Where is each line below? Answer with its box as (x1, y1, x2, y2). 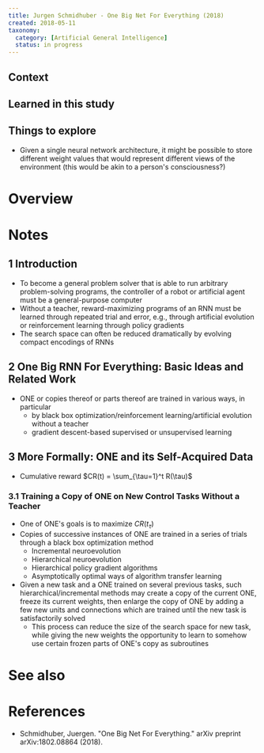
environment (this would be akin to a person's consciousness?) (19, 162, 226, 171)
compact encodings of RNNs (19, 337, 115, 347)
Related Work (8, 373, 77, 386)
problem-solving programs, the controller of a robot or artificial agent (19, 287, 245, 296)
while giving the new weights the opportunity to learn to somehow (31, 630, 247, 640)
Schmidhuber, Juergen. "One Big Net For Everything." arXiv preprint (19, 728, 241, 738)
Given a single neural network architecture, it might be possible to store (19, 145, 253, 154)
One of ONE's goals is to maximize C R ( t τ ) (19, 519, 154, 531)
